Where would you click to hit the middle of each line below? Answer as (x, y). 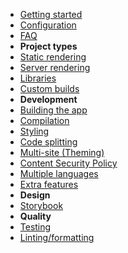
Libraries (38, 78)
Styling (34, 131)
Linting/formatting (57, 237)
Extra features (49, 184)
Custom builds (49, 88)
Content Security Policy (68, 163)
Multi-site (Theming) (62, 152)
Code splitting (48, 142)
